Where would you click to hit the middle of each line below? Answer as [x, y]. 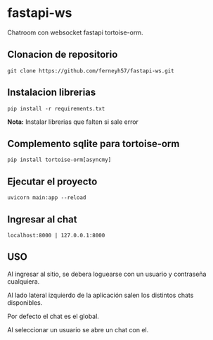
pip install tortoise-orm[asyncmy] [59, 160]
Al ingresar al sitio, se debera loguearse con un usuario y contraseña [107, 274]
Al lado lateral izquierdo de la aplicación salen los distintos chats [101, 295]
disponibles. [25, 302]
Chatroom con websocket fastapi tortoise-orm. [75, 32]
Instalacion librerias [52, 93]
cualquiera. [24, 281]
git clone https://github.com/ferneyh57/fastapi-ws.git [91, 71]
